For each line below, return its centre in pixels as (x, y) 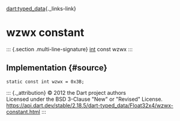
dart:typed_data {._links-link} (41, 9)
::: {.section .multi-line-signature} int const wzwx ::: (70, 49)
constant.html (23, 111)
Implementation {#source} (57, 68)
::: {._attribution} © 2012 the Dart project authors (66, 92)
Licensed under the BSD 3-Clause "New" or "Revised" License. (85, 99)
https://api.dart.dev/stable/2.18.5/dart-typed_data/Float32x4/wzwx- (90, 105)
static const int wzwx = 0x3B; (45, 82)
